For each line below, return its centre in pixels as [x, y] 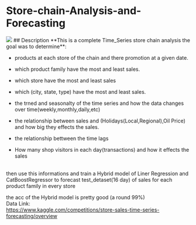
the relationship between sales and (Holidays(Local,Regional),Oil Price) [100, 121]
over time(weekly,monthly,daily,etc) [57, 109]
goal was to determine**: [36, 46]
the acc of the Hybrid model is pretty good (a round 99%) [75, 197]
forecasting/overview [32, 216]
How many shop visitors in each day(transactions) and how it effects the [102, 149]
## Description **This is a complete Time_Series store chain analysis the [102, 40]
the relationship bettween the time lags [61, 138]
